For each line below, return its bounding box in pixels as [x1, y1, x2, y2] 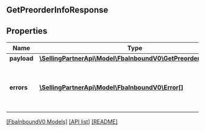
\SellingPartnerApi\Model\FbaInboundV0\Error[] [39, 83, 184, 92]
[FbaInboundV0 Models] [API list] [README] [6, 118, 118, 125]
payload [9, 54, 34, 63]
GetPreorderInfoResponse [6, 5, 109, 15]
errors [9, 83, 28, 92]
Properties [6, 26, 48, 36]
